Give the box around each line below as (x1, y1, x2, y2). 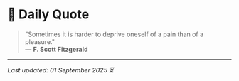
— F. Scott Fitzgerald (24, 45, 88, 53)
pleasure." (24, 37, 55, 45)
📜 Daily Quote (7, 6, 90, 23)
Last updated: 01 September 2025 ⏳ (7, 65, 114, 74)
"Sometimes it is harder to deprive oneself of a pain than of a (24, 30, 204, 38)
